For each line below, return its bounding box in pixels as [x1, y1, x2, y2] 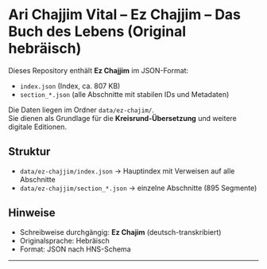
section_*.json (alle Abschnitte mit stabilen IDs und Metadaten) [19, 89, 230, 99]
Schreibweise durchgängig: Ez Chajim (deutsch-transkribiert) [19, 227, 222, 236]
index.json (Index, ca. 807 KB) [19, 81, 121, 91]
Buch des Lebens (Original [8, 22, 187, 41]
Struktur [8, 145, 51, 158]
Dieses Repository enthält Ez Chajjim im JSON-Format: [8, 65, 189, 75]
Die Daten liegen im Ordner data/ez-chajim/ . [8, 105, 155, 115]
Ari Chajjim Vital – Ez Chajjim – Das [8, 6, 241, 24]
